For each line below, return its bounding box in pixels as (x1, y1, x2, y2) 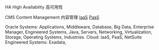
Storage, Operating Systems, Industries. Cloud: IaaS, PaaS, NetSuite (5, 34, 142, 40)
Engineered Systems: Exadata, (5, 39, 67, 45)
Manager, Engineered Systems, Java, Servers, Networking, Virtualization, (5, 29, 153, 35)
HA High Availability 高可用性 (5, 4, 63, 10)
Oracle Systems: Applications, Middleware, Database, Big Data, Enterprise (5, 24, 155, 30)
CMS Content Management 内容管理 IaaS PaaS (5, 14, 99, 20)
